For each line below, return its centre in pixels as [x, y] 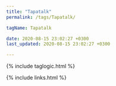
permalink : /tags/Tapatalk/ [41, 17]
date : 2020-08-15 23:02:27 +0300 [48, 39]
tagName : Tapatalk [29, 28]
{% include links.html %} [36, 78]
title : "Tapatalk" [29, 12]
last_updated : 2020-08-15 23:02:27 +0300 [58, 44]
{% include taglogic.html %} [41, 66]
